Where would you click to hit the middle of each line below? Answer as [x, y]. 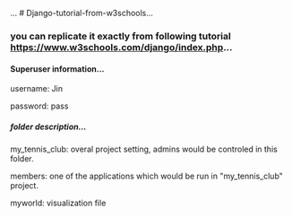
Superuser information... [57, 69]
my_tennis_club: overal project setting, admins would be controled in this [144, 149]
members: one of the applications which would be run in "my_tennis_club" [146, 176]
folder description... [48, 126]
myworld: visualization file [58, 203]
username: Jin [37, 89]
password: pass [39, 106]
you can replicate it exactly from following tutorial [120, 36]
